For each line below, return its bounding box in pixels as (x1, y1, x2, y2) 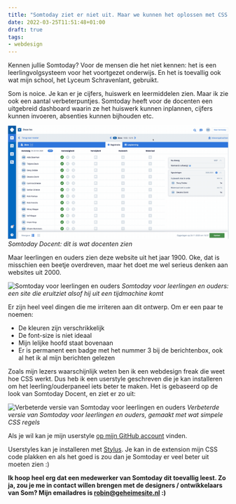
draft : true (8, 26, 43, 33)
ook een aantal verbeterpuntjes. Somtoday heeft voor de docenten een (8, 97, 213, 105)
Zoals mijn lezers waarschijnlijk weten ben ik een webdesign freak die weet (8, 367, 225, 375)
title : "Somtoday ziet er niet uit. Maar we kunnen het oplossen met (8, 11, 216, 18)
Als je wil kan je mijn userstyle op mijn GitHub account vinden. (8, 431, 188, 440)
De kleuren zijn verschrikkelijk (18, 323, 105, 332)
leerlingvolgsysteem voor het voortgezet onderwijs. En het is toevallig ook (8, 69, 221, 77)
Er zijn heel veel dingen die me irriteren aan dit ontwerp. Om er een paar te (8, 302, 223, 311)
